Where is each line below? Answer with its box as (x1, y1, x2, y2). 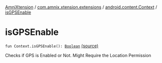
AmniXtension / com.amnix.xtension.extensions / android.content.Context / (5, 4, 158, 10)
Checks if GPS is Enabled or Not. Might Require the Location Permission (5, 52, 152, 58)
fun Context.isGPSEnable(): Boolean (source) (5, 43, 98, 49)
